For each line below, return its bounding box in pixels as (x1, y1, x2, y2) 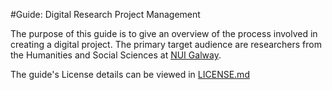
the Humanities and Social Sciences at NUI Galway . (10, 49, 222, 61)
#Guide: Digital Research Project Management (10, 9, 201, 20)
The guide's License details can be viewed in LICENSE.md (10, 69, 250, 80)
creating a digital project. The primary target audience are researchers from (10, 39, 322, 50)
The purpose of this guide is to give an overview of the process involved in (10, 28, 318, 39)
